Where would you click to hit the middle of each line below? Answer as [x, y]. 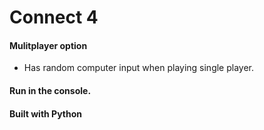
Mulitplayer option [48, 45]
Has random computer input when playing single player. [139, 68]
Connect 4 [54, 17]
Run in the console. [50, 90]
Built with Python [46, 113]
